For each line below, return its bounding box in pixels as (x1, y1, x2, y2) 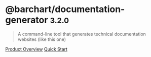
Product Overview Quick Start (5, 46, 67, 52)
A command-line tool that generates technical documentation (17, 31, 146, 37)
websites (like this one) (17, 36, 66, 42)
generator (5, 14, 48, 26)
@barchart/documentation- (5, 4, 125, 15)
